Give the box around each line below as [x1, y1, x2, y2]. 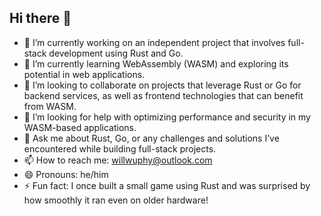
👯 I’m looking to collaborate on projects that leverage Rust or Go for [23, 79, 302, 91]
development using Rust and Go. [48, 47, 184, 59]
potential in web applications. [23, 68, 146, 80]
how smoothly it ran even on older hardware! [23, 194, 209, 206]
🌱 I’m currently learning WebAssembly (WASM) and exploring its [23, 57, 289, 70]
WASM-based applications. [23, 121, 137, 133]
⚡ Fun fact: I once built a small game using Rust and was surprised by [23, 179, 311, 191]
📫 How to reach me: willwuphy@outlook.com [23, 154, 213, 166]
